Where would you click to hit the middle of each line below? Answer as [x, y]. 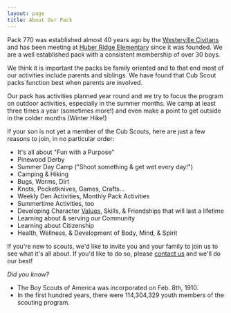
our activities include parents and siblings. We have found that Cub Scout [112, 75]
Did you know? [28, 274]
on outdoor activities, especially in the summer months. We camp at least [112, 103]
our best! [20, 260]
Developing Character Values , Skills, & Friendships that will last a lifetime [121, 211]
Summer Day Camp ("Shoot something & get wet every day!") [105, 167]
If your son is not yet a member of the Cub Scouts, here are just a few [106, 131]
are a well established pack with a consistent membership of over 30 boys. [114, 54]
